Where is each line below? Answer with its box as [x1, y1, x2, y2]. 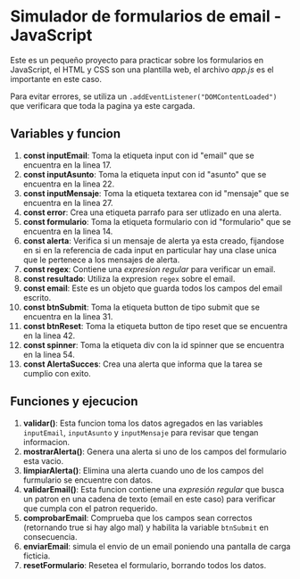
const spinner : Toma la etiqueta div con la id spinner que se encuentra [22, 339, 285, 350]
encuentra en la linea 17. [22, 159, 112, 170]
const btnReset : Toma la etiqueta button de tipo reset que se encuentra [22, 320, 288, 331]
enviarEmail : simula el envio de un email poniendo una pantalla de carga [22, 541, 291, 551]
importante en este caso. [10, 73, 102, 84]
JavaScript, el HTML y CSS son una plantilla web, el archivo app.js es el [10, 64, 275, 75]
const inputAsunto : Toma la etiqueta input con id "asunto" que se [22, 169, 267, 179]
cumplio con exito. [22, 368, 92, 378]
